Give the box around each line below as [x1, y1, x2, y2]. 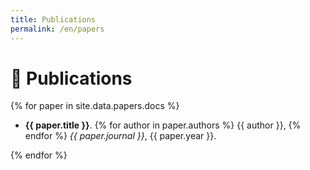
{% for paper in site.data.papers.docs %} [10, 100, 180, 112]
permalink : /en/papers [10, 24, 105, 34]
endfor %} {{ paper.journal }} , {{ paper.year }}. [24, 130, 217, 142]
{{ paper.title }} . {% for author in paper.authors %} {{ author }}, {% [24, 119, 302, 131]
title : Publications [10, 14, 97, 25]
